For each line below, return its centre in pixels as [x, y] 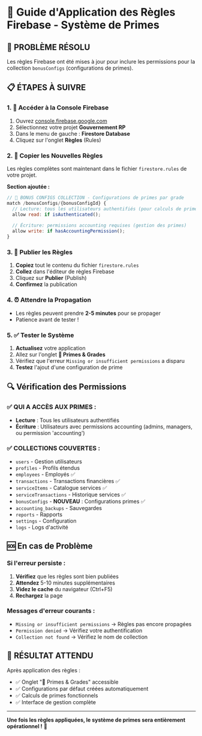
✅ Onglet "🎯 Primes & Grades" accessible [67, 682]
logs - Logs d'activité [42, 527]
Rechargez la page [39, 595]
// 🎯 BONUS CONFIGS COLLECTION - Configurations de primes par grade [96, 198]
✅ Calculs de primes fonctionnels [57, 695]
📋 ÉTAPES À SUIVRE [46, 87]
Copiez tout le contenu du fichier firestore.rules [77, 265]
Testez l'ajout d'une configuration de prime [69, 367]
